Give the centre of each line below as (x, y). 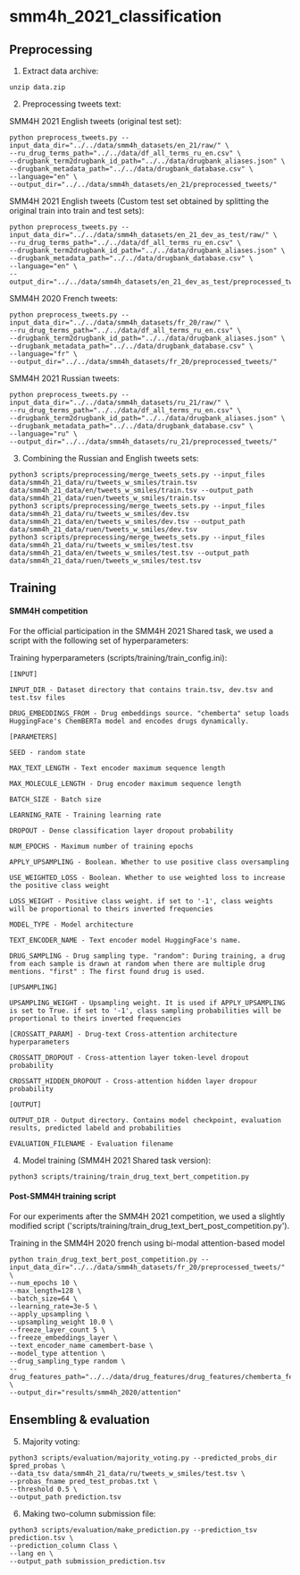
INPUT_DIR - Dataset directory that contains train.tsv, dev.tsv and (142, 690)
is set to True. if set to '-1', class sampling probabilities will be (145, 1011)
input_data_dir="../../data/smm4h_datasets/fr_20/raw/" (115, 323)
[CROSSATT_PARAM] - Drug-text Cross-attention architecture (124, 1034)
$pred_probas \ (37, 1465)
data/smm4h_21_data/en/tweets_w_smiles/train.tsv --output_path (131, 490)
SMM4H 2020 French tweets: (64, 298)
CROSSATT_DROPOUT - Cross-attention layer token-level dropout (129, 1057)
